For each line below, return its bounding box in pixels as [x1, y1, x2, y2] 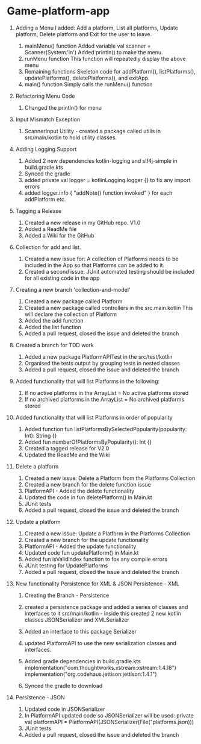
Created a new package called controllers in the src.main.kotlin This [24, 304, 193, 311]
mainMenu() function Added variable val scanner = [24, 42, 151, 49]
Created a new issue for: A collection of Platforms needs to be [24, 255, 179, 262]
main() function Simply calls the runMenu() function [24, 80, 153, 88]
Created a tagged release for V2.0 [24, 444, 110, 452]
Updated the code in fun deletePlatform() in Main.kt [24, 493, 152, 501]
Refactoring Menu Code [15, 92, 75, 99]
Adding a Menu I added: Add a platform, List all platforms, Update [15, 24, 178, 31]
